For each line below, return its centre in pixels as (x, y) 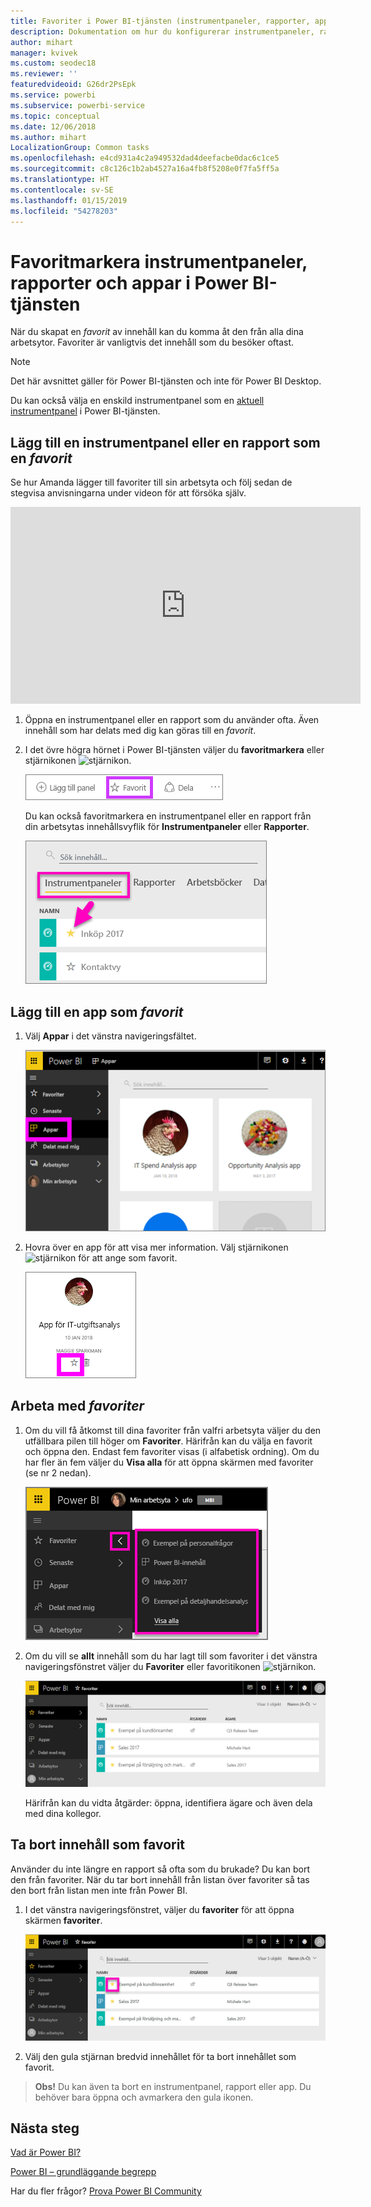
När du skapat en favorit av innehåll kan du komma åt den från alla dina (157, 332)
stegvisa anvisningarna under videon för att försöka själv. (128, 493)
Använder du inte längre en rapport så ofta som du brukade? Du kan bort (160, 1869)
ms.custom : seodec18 (53, 63)
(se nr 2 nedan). (58, 1472)
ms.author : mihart (48, 137)
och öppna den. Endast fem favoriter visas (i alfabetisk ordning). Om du (172, 1451)
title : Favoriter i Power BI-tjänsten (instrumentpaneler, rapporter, (160, 21)
